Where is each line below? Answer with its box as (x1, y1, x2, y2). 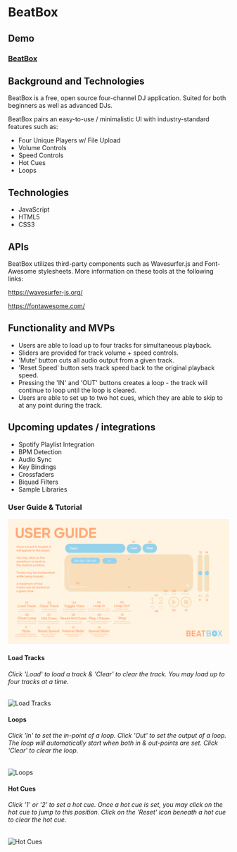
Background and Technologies (8, 75, 145, 87)
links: (8, 274, 24, 283)
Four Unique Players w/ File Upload (18, 136, 121, 145)
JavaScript (18, 205, 50, 214)
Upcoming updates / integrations (8, 421, 156, 434)
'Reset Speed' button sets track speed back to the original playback (18, 363, 215, 372)
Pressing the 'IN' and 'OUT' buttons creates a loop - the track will (18, 378, 208, 387)
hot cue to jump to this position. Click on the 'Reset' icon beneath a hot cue (8, 808, 226, 817)
